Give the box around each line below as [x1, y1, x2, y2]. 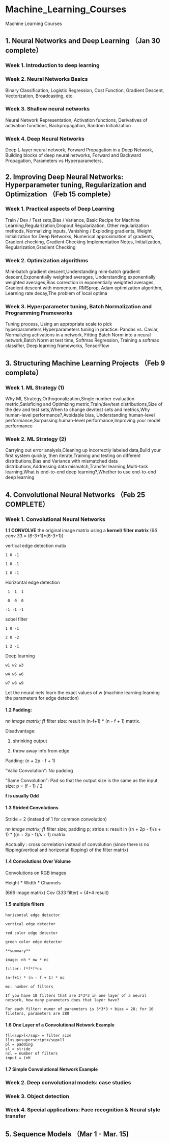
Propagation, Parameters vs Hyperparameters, [5, 157, 103, 164]
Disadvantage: [5, 728, 36, 734]
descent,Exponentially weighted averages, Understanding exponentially [5, 274, 156, 280]
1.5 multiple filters [5, 901, 44, 907]
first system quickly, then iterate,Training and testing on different [5, 452, 141, 459]
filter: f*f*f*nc [5, 966, 42, 971]
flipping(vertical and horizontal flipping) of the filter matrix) [5, 847, 129, 853]
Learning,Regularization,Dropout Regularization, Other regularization [5, 222, 149, 228]
